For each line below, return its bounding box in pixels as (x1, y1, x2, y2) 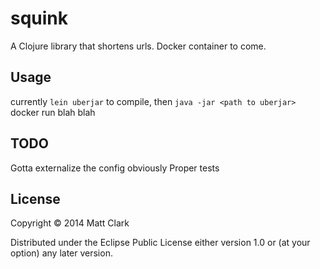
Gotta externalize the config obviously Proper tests (10, 162, 220, 174)
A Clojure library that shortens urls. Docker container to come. (10, 40, 267, 52)
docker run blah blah (10, 106, 96, 118)
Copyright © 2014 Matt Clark (10, 217, 130, 229)
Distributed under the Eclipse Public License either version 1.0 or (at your (10, 237, 311, 249)
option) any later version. (10, 247, 113, 259)
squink (10, 7, 69, 30)
